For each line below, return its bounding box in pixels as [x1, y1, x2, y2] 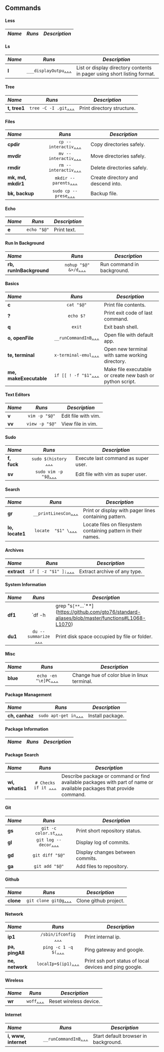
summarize [27, 633, 50, 639]
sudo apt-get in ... [38, 713, 84, 719]
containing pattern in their [82, 527, 143, 534]
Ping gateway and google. [84, 946, 144, 953]
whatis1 [7, 785, 27, 792]
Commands [5, 4, 41, 12]
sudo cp [52, 189, 70, 194]
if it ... [34, 785, 57, 790]
